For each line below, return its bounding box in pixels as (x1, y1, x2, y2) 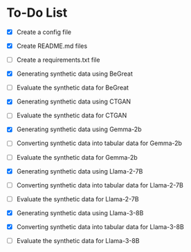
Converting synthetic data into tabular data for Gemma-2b (16, 139, 183, 147)
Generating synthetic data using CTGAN (16, 97, 131, 106)
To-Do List (6, 5, 68, 21)
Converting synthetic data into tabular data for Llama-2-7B (16, 180, 184, 189)
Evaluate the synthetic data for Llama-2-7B (16, 194, 139, 203)
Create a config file (16, 28, 72, 36)
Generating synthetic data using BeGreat (16, 69, 133, 78)
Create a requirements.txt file (16, 56, 100, 64)
